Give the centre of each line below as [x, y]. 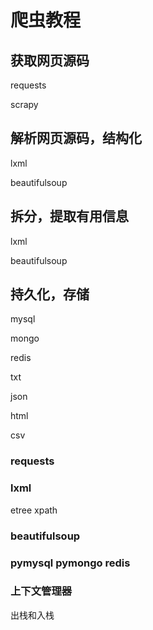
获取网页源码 [50, 60]
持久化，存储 [50, 294]
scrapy [24, 104]
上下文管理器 [41, 591]
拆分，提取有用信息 [69, 216]
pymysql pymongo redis [70, 563]
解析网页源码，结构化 [76, 138]
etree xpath [34, 510]
